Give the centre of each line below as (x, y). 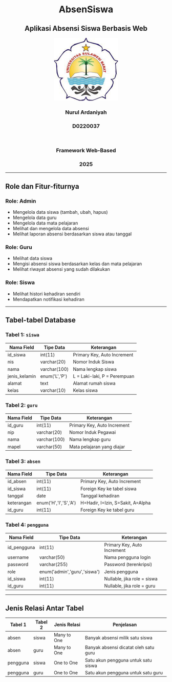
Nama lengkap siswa (95, 369)
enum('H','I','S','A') (56, 503)
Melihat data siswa (33, 258)
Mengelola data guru (35, 218)
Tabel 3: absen (23, 462)
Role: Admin (21, 201)
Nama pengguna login (127, 557)
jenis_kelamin (22, 376)
